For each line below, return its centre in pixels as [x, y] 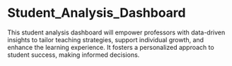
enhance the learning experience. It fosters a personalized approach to [111, 47]
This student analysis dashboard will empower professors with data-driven [116, 32]
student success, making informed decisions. [74, 55]
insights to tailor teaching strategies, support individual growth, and [105, 39]
